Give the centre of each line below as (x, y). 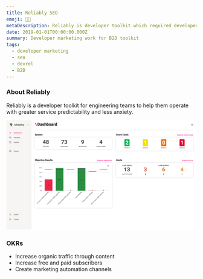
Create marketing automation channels (63, 269)
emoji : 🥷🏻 (19, 19)
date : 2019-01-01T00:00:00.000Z (47, 32)
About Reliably (28, 92)
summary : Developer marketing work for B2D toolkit (72, 38)
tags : (13, 45)
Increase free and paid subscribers (59, 263)
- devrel (23, 64)
